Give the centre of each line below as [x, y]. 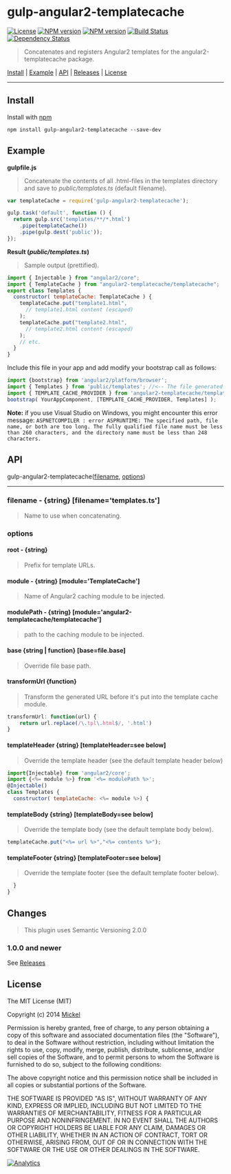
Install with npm [30, 117]
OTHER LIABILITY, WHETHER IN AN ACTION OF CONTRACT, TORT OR [107, 1135]
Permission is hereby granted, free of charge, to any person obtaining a [108, 1027]
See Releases [26, 963]
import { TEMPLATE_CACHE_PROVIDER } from [67, 393]
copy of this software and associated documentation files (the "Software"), [113, 1035]
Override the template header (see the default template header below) [123, 760]
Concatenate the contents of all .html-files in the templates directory [121, 180]
